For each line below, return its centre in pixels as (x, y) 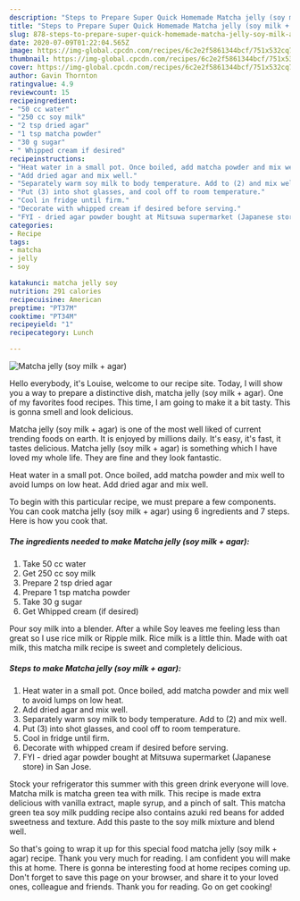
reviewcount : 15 (39, 92)
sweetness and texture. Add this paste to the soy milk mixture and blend (142, 821)
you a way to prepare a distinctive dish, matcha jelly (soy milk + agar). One (146, 393)
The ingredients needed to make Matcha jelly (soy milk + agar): (129, 541)
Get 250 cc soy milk (59, 573)
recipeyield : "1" (42, 324)
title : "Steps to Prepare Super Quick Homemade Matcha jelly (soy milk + (150, 26)
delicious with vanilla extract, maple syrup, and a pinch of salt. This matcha (147, 803)
